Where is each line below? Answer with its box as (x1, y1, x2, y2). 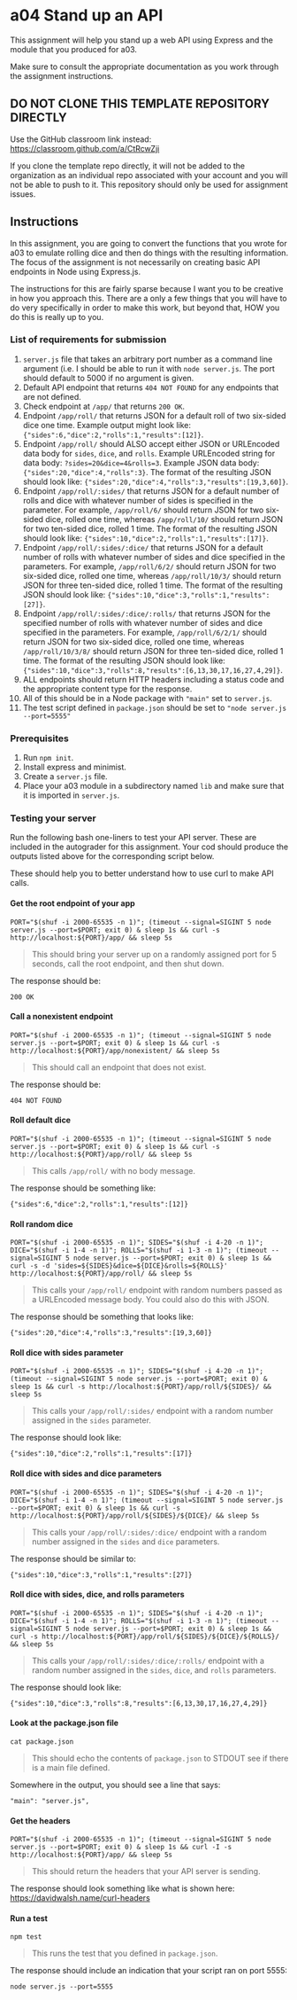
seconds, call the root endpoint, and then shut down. (31, 958, 225, 969)
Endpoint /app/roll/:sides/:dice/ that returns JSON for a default (22, 542, 263, 552)
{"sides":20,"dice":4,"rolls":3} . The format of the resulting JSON (22, 466, 272, 477)
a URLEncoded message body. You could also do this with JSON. (31, 1294, 270, 1305)
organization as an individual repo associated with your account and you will (10, 169, 288, 180)
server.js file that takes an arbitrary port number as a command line (22, 354, 273, 364)
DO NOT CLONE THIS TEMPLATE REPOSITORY (10, 97, 270, 112)
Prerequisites (10, 732, 69, 745)
